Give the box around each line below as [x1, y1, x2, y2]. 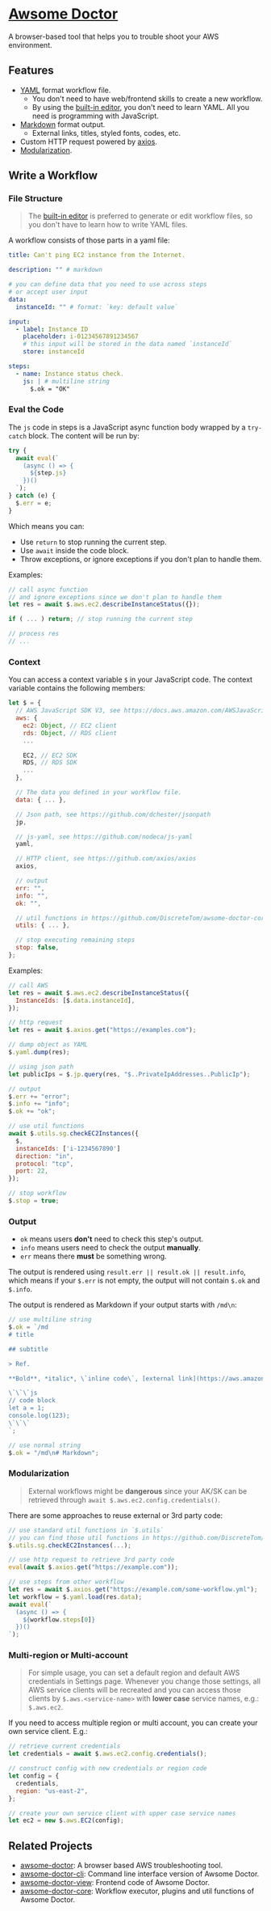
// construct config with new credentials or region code [8, 1765, 207, 1773]
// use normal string [8, 1441, 81, 1449]
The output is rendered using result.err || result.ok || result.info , [8, 1267, 246, 1277]
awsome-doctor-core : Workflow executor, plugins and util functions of [19, 1886, 255, 1896]
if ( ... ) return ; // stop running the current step [8, 615, 194, 624]
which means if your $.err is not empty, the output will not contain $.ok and [8, 1275, 261, 1286]
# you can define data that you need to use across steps [8, 281, 207, 289]
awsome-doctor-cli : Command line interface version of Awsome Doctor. [19, 1869, 260, 1879]
